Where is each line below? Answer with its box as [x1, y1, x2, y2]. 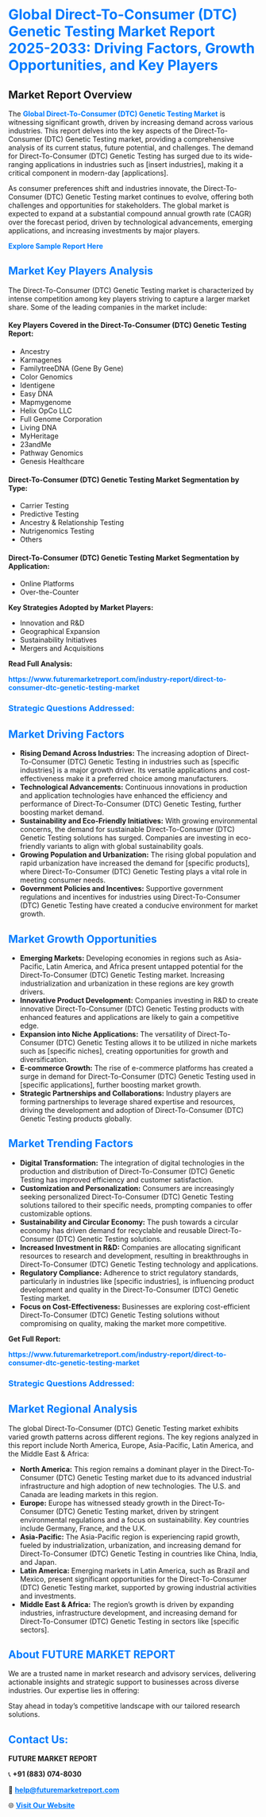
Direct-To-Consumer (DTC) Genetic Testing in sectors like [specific [19, 1617, 240, 1626]
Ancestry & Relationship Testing [19, 518, 125, 527]
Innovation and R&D [19, 618, 85, 628]
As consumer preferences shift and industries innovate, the [8, 184, 202, 193]
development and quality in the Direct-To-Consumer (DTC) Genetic [19, 1285, 240, 1294]
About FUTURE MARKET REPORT [8, 1648, 176, 1661]
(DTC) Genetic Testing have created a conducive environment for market [19, 901, 258, 910]
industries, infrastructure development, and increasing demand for [19, 1608, 238, 1617]
